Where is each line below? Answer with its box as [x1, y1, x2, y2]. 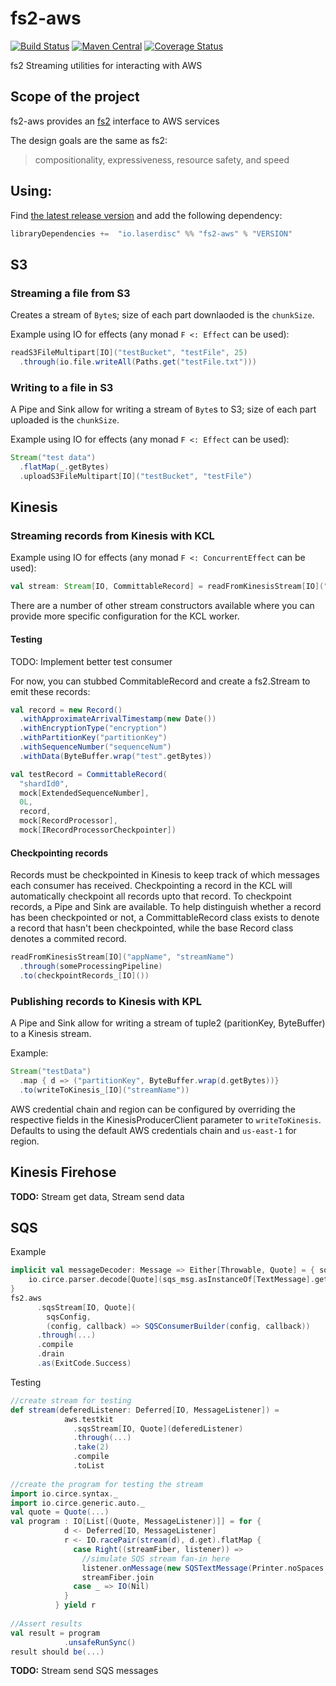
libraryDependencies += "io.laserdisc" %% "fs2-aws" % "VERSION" [10, 228, 293, 239]
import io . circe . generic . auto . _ [10, 1498, 145, 1508]
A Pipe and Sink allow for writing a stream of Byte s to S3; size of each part [10, 403, 317, 416]
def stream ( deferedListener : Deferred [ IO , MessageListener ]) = [10, 1405, 280, 1415]
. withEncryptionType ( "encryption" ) [19, 723, 168, 734]
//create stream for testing [10, 1395, 132, 1406]
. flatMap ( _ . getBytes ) [19, 462, 110, 472]
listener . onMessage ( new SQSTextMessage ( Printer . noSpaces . [81, 1563, 329, 1573]
